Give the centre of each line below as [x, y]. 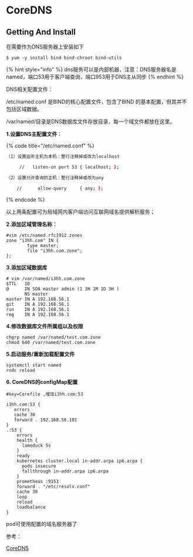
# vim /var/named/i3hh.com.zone [45, 278]
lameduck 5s [36, 445]
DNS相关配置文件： [30, 89]
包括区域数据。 [24, 109]
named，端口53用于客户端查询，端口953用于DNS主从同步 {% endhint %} [95, 77]
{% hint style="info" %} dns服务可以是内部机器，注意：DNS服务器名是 [92, 69]
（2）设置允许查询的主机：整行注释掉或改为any [55, 178]
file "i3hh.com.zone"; [55, 251]
